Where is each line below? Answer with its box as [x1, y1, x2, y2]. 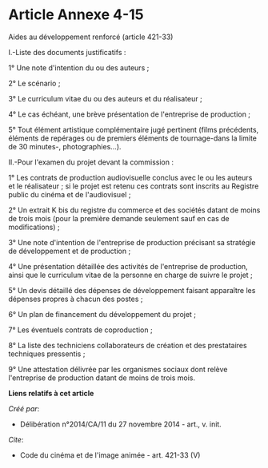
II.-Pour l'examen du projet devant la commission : [8, 157, 174, 167]
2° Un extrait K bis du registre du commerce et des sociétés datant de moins [8, 205, 261, 215]
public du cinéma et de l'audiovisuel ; [8, 189, 131, 199]
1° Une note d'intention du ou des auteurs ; [8, 62, 150, 73]
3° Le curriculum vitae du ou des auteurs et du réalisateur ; [8, 93, 202, 103]
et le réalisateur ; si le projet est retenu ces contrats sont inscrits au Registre [8, 181, 259, 191]
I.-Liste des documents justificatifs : [8, 47, 126, 57]
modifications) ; [8, 222, 60, 232]
